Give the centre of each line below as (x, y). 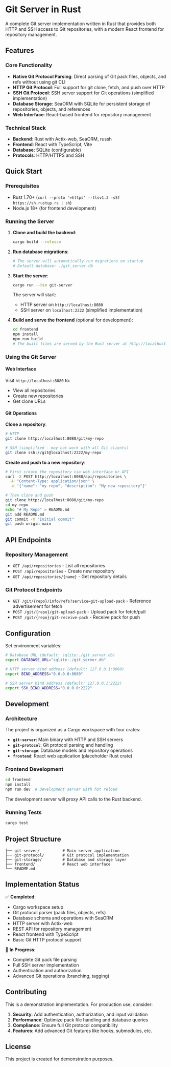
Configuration (28, 633)
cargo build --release (37, 242)
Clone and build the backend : (44, 232)
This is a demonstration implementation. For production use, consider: (79, 1004)
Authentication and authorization (47, 970)
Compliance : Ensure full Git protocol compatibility (65, 1025)
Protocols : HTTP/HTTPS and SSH (48, 155)
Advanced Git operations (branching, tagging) (61, 976)
